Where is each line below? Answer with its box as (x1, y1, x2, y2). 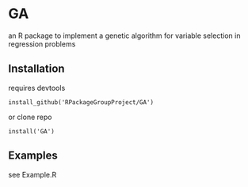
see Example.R (8, 170, 57, 179)
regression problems (8, 39, 76, 48)
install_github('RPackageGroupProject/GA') (8, 98, 155, 107)
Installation (8, 62, 65, 76)
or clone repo (8, 112, 52, 122)
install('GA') (8, 127, 55, 135)
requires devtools (8, 83, 66, 92)
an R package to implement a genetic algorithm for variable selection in (8, 31, 241, 40)
